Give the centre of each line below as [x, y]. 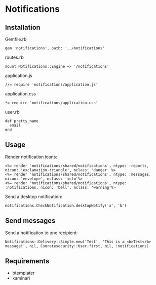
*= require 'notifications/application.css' [52, 103]
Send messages [30, 221]
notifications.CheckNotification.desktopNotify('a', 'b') [66, 205]
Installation [23, 27]
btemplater [23, 273]
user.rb [12, 112]
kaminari [21, 278]
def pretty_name [22, 121]
